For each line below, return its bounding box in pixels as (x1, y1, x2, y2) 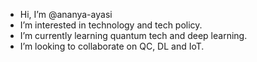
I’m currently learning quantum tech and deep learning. (19, 30, 248, 41)
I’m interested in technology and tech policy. (19, 19, 203, 31)
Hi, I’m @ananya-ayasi (19, 9, 113, 20)
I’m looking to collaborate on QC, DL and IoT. (19, 40, 205, 52)
